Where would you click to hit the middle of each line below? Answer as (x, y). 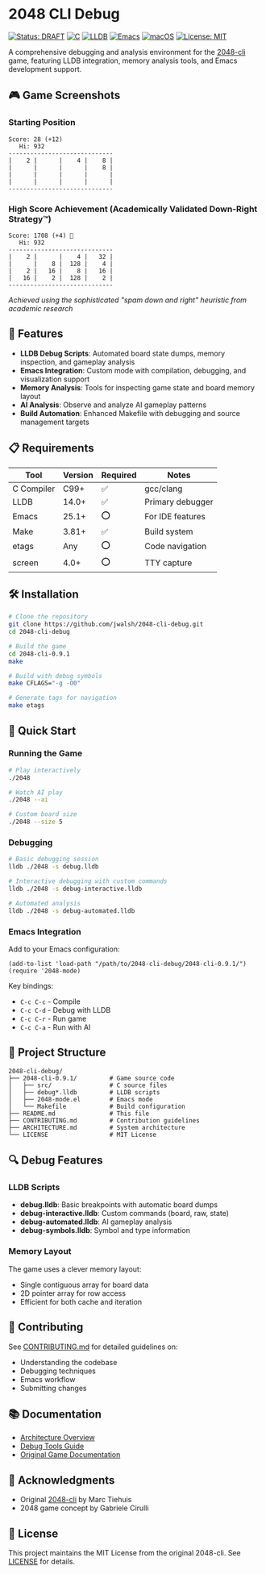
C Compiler (34, 489)
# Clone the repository (48, 617)
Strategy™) (30, 219)
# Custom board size (43, 814)
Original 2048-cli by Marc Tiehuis (76, 1500)
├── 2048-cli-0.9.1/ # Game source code (91, 1078)
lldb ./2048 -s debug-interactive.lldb (75, 889)
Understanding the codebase (69, 1362)
